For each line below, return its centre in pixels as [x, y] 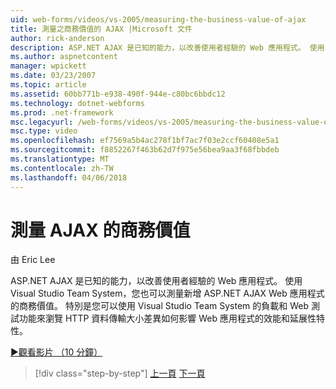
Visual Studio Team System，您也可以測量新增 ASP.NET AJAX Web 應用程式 [167, 293]
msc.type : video [44, 131]
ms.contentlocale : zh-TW [62, 168]
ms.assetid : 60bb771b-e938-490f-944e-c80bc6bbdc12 [118, 94]
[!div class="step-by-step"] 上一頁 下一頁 [120, 373]
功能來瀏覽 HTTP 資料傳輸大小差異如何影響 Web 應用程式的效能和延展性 [167, 318]
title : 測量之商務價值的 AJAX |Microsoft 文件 [101, 29]
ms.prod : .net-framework [62, 112]
